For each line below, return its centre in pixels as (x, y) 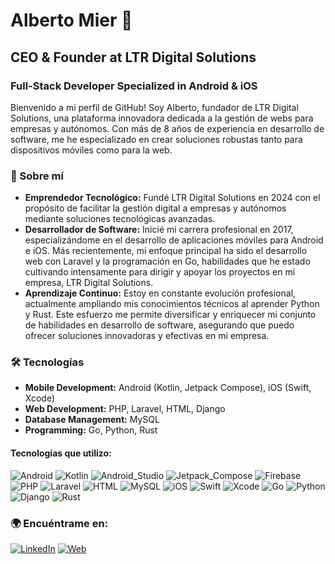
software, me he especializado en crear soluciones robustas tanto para (156, 139)
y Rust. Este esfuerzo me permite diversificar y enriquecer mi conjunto (170, 315)
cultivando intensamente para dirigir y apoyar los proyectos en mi (160, 272)
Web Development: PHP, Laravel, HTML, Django (125, 409)
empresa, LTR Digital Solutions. (89, 283)
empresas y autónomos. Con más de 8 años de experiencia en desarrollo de (167, 128)
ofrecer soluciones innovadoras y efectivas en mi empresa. (147, 336)
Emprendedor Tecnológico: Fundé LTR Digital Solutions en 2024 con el (172, 198)
